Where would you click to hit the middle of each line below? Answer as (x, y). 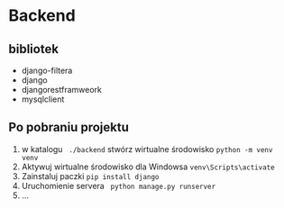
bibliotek (34, 49)
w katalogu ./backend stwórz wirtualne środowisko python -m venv (147, 149)
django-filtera (47, 70)
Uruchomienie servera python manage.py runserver (119, 185)
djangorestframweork (62, 90)
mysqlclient (43, 99)
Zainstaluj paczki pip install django (90, 176)
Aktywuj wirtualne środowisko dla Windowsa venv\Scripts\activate (148, 167)
